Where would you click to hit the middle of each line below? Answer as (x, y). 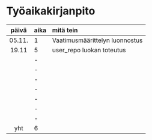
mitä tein (65, 30)
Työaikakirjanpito (51, 11)
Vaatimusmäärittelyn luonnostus (97, 40)
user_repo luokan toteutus (89, 50)
